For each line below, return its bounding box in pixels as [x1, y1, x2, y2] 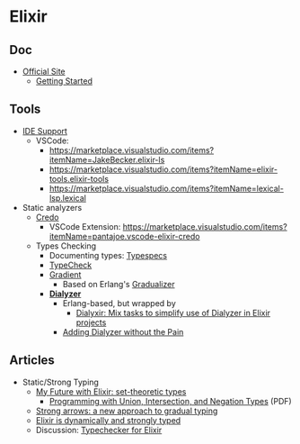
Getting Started [35, 76, 93, 86]
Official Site [22, 66, 66, 77]
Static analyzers [22, 202, 83, 213]
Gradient [49, 268, 82, 280]
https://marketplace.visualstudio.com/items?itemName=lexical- [49, 183, 285, 194]
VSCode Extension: [49, 221, 121, 231]
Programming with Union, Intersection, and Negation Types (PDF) [49, 395, 292, 406]
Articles [9, 353, 56, 368]
